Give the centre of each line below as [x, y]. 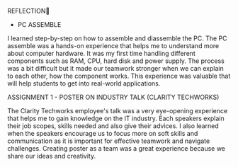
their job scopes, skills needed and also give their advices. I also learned [113, 126]
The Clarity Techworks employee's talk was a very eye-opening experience [118, 111]
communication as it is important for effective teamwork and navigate [109, 141]
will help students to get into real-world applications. [84, 83]
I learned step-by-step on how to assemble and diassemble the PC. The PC [117, 38]
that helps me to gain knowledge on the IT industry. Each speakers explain [116, 118]
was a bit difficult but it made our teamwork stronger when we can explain [116, 68]
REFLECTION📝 [29, 11]
